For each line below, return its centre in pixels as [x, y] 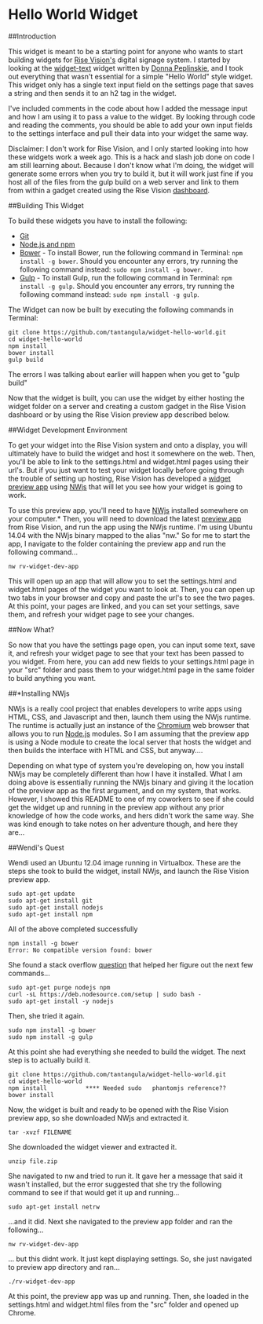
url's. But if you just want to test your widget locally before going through [126, 470]
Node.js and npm [47, 244]
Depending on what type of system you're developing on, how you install [126, 765]
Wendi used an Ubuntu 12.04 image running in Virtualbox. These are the [124, 862]
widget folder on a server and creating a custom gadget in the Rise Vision [127, 406]
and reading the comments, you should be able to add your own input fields [130, 125]
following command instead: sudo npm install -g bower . [111, 269]
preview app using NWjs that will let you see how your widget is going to [126, 486]
